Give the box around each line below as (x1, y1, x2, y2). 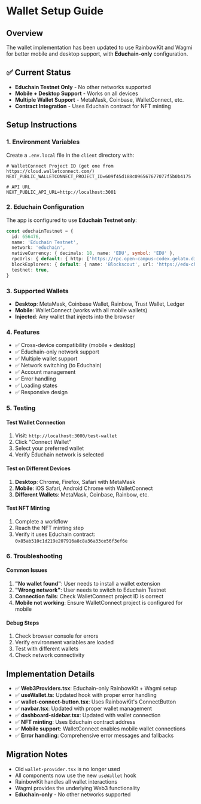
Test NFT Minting (6, 504, 50, 512)
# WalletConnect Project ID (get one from (6, 163, 114, 169)
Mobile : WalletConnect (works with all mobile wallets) (14, 306, 148, 313)
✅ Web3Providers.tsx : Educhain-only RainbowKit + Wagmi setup (14, 684, 177, 692)
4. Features (6, 328, 40, 336)
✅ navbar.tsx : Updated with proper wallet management (14, 705, 153, 712)
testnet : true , (11, 267, 50, 273)
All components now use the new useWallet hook (14, 772, 136, 779)
